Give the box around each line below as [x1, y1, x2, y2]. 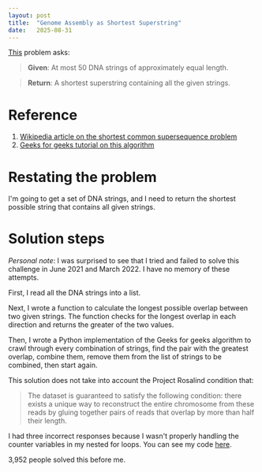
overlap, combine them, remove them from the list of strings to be [8, 352, 223, 362]
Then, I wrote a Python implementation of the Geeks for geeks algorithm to [8, 336, 252, 345]
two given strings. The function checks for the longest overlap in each [8, 312, 237, 321]
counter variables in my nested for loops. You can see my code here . [8, 440, 232, 449]
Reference [8, 106, 77, 124]
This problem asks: [8, 48, 70, 58]
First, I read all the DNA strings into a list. [8, 288, 141, 298]
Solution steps [8, 230, 105, 248]
